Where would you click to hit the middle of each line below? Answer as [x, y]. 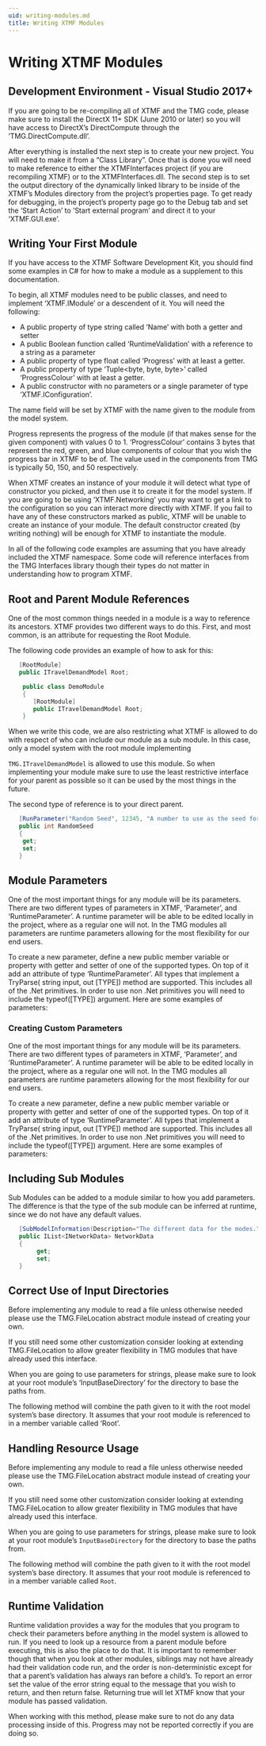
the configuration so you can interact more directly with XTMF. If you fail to [131, 508]
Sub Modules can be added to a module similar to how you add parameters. [132, 1198]
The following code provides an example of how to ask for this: [111, 651]
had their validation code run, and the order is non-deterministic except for [130, 1667]
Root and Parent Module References [99, 599]
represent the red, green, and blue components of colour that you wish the [130, 451]
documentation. [34, 279]
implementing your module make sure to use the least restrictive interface [129, 772]
